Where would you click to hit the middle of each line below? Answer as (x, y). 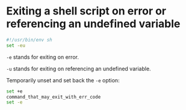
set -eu (16, 45)
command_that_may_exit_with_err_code (54, 97)
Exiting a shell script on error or (86, 11)
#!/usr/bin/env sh (29, 40)
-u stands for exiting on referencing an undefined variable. (79, 69)
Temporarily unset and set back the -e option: (63, 80)
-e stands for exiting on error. (43, 57)
